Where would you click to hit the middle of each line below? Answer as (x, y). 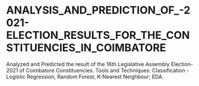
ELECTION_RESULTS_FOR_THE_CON (98, 35)
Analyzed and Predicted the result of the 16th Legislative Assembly (88, 64)
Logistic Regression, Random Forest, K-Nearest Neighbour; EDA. (85, 77)
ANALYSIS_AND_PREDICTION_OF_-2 (98, 10)
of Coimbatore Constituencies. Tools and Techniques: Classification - (104, 70)
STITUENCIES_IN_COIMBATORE (86, 48)
